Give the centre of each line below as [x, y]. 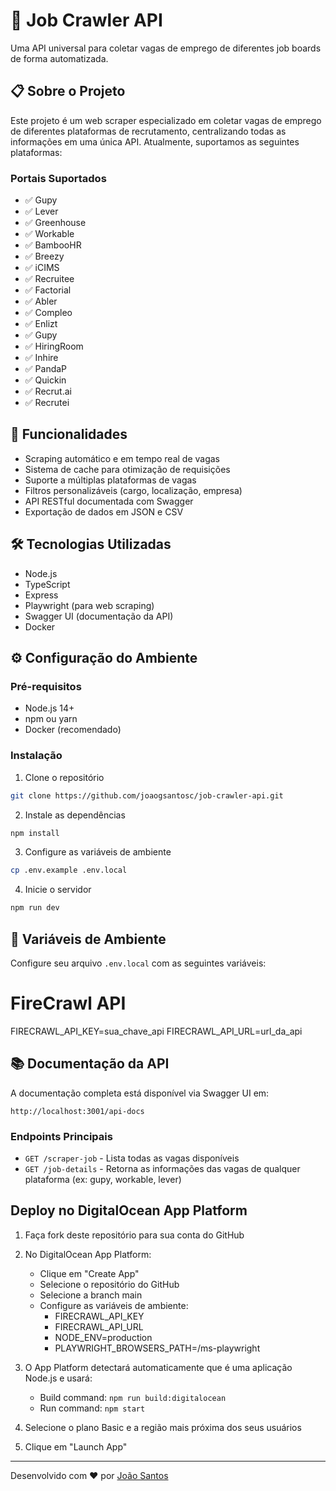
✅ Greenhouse [55, 223]
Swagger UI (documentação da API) [99, 616]
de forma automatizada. [59, 58]
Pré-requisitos [46, 686]
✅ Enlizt [41, 324]
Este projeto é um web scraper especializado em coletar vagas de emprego [166, 120]
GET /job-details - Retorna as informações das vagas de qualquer [162, 1169]
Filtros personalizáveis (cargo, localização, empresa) [133, 490]
